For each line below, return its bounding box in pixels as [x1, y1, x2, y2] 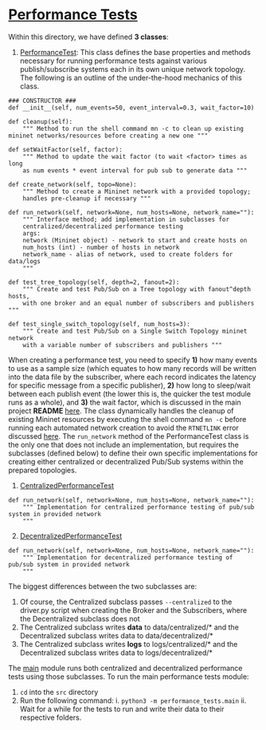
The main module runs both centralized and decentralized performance [8, 663, 243, 673]
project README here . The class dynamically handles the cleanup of [8, 405, 234, 416]
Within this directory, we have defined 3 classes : [8, 32, 169, 41]
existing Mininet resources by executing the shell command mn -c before [8, 414, 247, 424]
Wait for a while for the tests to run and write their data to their [19, 704, 225, 713]
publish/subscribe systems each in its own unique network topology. [19, 64, 245, 73]
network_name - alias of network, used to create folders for [22, 250, 233, 258]
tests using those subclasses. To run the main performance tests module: [8, 672, 249, 681]
